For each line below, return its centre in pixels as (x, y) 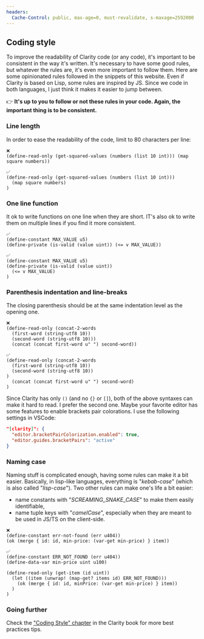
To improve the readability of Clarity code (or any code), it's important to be (101, 57)
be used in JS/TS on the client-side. (60, 519)
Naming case (26, 462)
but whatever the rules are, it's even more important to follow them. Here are (102, 70)
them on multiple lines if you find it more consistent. (71, 223)
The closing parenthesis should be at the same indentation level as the (95, 305)
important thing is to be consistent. (52, 110)
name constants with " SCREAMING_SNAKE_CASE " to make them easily (104, 500)
